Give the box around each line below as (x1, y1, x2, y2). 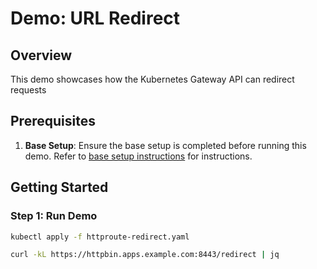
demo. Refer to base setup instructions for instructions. (24, 150, 253, 162)
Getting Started (10, 179, 109, 196)
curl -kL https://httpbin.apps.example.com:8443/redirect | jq (10, 250, 280, 260)
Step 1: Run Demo (10, 209, 98, 223)
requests (10, 84, 47, 96)
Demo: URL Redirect (10, 7, 181, 30)
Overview (10, 47, 73, 64)
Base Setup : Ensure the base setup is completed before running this (24, 139, 307, 151)
